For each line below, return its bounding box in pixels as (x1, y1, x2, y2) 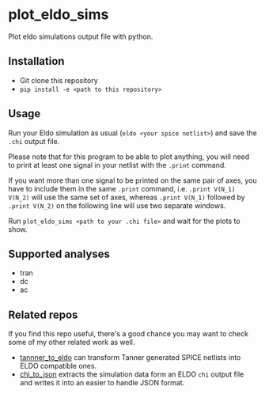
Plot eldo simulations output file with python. (8, 32, 153, 41)
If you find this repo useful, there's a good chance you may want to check (8, 329, 249, 339)
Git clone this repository (19, 75, 99, 85)
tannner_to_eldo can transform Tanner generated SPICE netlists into (19, 353, 241, 362)
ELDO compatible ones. (19, 362, 97, 371)
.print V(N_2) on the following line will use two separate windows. (8, 200, 226, 210)
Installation (8, 55, 65, 68)
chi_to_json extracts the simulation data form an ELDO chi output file (19, 369, 244, 379)
